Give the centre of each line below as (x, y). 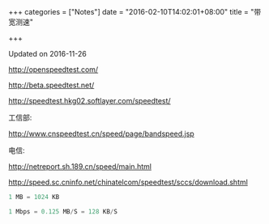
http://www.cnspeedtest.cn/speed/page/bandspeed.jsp (101, 133)
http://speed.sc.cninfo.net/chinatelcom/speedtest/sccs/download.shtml (128, 182)
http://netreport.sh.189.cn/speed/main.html (80, 167)
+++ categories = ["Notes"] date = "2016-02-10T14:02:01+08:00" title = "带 (135, 12)
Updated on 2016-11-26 (47, 54)
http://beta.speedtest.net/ (51, 85)
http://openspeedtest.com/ (53, 70)
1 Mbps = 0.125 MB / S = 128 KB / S (63, 211)
